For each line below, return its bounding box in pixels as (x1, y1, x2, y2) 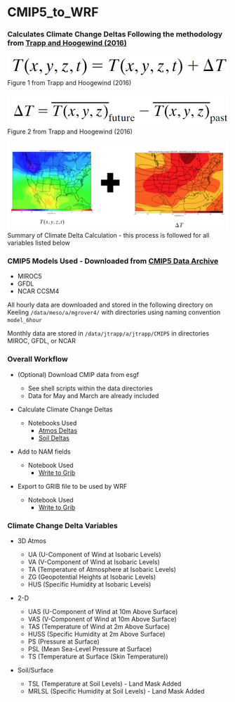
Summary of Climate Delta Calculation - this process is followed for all (7, 231, 210, 239)
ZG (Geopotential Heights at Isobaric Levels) (27, 573, 156, 581)
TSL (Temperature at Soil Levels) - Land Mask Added (27, 679, 182, 688)
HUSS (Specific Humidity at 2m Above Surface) (27, 630, 166, 638)
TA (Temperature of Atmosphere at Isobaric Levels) (27, 565, 177, 573)
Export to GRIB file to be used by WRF (17, 482, 128, 490)
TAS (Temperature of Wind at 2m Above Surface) (27, 622, 170, 630)
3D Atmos (17, 536, 47, 545)
